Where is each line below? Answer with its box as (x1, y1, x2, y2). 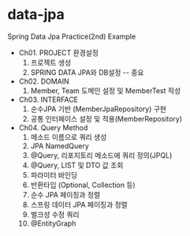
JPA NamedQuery (30, 140, 90, 151)
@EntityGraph (30, 219, 76, 228)
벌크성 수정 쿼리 (30, 209, 80, 219)
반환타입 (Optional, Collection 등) (30, 180, 136, 189)
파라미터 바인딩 (30, 170, 78, 179)
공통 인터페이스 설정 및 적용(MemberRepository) (30, 114, 183, 123)
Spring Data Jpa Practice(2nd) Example (7, 32, 136, 41)
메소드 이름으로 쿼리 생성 (30, 132, 107, 141)
